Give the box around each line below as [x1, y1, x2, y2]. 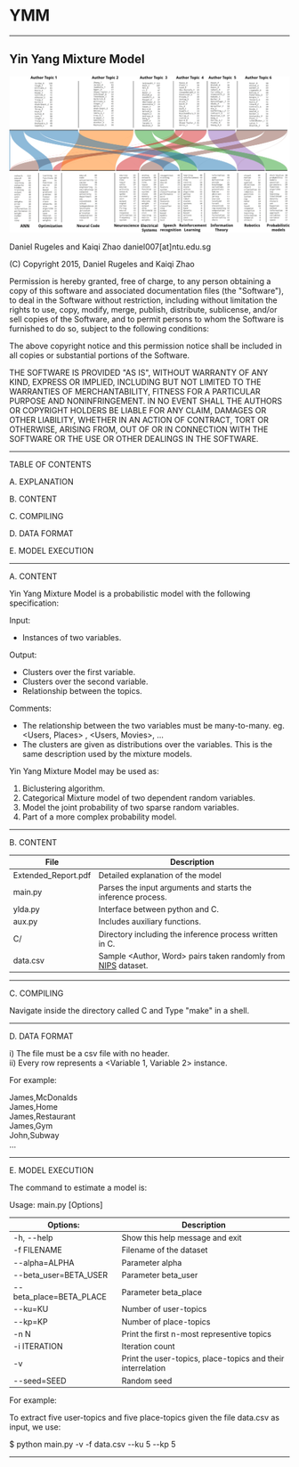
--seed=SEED [12, 1375, 67, 1386]
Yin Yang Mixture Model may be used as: [9, 765, 159, 776]
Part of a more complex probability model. [21, 811, 177, 822]
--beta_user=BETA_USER [12, 1269, 109, 1280]
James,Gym [9, 1121, 53, 1131]
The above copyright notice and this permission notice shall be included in [9, 340, 282, 351]
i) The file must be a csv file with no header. [9, 1048, 170, 1059]
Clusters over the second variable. [21, 676, 149, 687]
